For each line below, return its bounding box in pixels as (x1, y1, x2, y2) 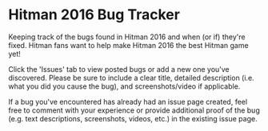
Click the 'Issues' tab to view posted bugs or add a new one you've (8, 64, 230, 73)
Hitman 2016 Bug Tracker (8, 6, 180, 24)
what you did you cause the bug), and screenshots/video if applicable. (8, 81, 241, 91)
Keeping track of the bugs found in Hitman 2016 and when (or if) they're (8, 32, 246, 42)
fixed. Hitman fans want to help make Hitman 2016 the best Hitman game (8, 40, 250, 50)
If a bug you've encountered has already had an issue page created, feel (8, 97, 248, 106)
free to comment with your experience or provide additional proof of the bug (8, 105, 260, 115)
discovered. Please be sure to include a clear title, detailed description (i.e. (8, 73, 254, 82)
